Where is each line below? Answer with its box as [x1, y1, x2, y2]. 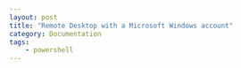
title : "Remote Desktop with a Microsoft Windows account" [9, 21, 234, 30]
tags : [9, 37, 29, 47]
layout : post [9, 12, 58, 22]
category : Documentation [9, 29, 102, 38]
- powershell [25, 46, 74, 55]
